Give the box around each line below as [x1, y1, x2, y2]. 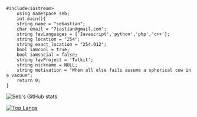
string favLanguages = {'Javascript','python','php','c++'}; [17, 31, 170, 37]
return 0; [17, 78, 41, 83]
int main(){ [17, 16, 46, 22]
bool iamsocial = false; [17, 52, 78, 58]
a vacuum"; [6, 72, 33, 78]
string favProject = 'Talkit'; [17, 57, 94, 63]
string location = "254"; [17, 36, 81, 42]
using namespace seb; [17, 11, 70, 16]
